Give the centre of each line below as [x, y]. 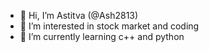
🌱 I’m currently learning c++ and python [102, 36]
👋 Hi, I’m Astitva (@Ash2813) [79, 15]
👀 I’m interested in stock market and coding [109, 26]
